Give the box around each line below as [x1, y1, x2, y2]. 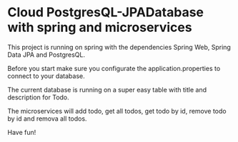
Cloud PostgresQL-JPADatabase [7, 4, 204, 21]
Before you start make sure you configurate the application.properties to [7, 64, 221, 72]
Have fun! [7, 128, 36, 136]
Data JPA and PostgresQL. [7, 50, 86, 59]
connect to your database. [7, 72, 85, 80]
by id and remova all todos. [7, 114, 87, 123]
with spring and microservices [7, 19, 192, 35]
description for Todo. [7, 93, 69, 102]
